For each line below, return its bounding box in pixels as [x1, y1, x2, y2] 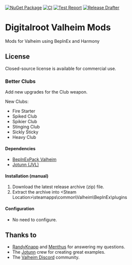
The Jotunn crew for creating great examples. [12, 249, 106, 255]
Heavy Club [12, 134, 36, 140]
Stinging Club [12, 124, 40, 130]
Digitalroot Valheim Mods [5, 22, 111, 33]
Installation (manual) [5, 173, 49, 179]
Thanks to [5, 231, 37, 239]
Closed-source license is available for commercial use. [5, 66, 117, 71]
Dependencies [5, 145, 36, 151]
